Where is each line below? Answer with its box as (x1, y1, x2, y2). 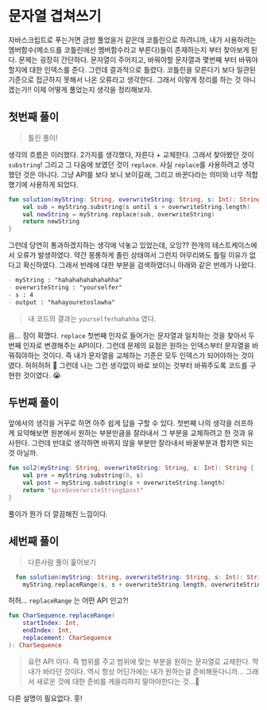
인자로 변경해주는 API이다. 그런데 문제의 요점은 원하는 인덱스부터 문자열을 (22, 340, 250, 350)
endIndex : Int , (22, 627, 73, 634)
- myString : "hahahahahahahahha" (8, 276, 123, 285)
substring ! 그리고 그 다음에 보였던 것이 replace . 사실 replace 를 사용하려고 (8, 160, 240, 169)
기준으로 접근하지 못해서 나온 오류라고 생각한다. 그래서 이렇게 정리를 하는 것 (8, 75, 242, 84)
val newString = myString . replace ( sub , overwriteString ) (22, 210, 215, 219)
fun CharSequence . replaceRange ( (8, 611, 115, 620)
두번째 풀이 (8, 396, 60, 409)
